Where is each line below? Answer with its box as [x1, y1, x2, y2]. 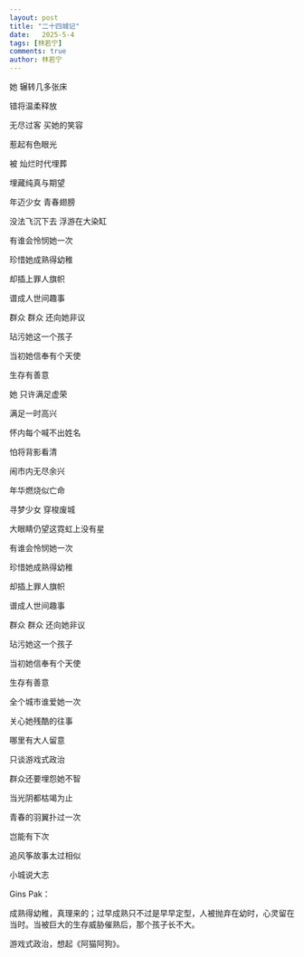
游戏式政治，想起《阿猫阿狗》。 [9, 938, 125, 949]
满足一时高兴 [9, 408, 57, 419]
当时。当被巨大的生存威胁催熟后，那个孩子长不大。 [9, 919, 200, 930]
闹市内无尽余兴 [9, 466, 65, 476]
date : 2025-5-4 [9, 30, 75, 39]
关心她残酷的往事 [9, 715, 73, 726]
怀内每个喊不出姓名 [9, 427, 81, 438]
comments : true [9, 47, 67, 56]
